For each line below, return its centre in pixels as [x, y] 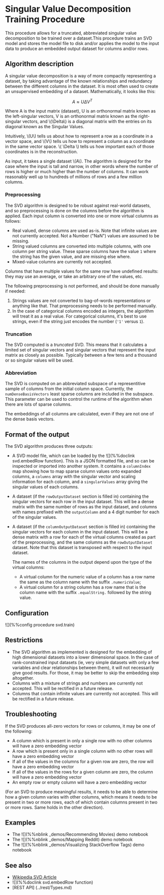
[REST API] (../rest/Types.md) [42, 888]
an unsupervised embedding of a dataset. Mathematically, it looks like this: [80, 91]
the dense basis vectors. [30, 419]
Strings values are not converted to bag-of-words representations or [81, 300]
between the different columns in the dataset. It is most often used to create [82, 86]
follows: [13, 221]
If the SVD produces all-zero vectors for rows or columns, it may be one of [80, 726]
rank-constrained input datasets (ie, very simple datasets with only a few [85, 662]
